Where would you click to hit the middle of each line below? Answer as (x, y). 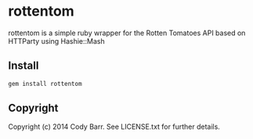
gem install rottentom (45, 84)
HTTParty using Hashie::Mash (57, 41)
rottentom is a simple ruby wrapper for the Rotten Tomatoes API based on (127, 33)
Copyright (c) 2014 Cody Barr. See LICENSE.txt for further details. (114, 127)
